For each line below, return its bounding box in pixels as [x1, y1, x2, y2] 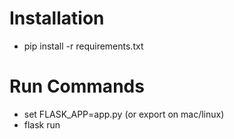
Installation [9, 7, 105, 30]
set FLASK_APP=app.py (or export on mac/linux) [23, 108, 225, 120]
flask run [23, 118, 61, 131]
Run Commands [9, 75, 145, 98]
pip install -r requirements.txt [23, 40, 144, 52]
